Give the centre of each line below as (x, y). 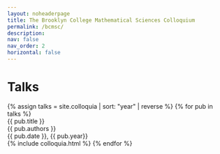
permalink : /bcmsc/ (36, 26)
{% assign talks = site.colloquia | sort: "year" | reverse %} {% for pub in (110, 106)
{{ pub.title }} (26, 121)
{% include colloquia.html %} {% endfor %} (70, 143)
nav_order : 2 (26, 46)
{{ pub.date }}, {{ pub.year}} (48, 136)
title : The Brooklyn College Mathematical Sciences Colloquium (101, 20)
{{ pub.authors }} (32, 128)
